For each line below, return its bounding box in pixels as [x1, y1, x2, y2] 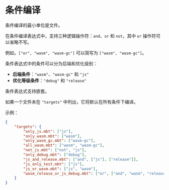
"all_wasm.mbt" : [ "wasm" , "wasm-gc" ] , [23, 143, 105, 148]
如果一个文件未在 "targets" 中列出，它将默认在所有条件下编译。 [5, 99, 138, 105]
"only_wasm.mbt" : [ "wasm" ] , [23, 134, 82, 139]
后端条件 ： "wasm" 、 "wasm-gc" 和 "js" [12, 71, 89, 77]
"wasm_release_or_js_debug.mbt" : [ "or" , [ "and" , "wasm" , [23, 171, 145, 176]
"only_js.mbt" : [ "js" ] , [23, 129, 73, 134]
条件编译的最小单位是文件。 [5, 22, 63, 28]
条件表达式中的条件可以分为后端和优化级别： [5, 60, 98, 66]
